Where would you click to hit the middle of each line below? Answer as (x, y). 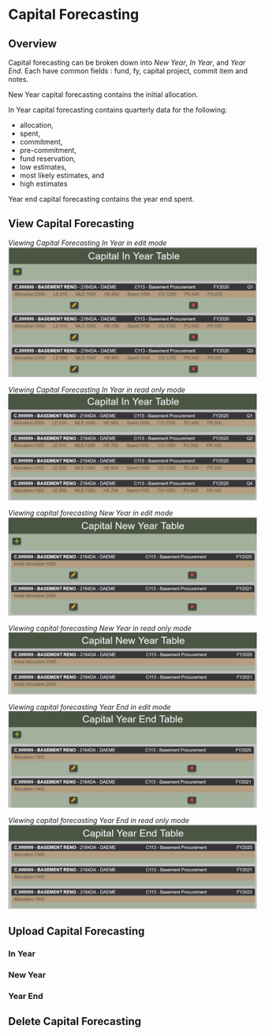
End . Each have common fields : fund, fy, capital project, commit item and (128, 71)
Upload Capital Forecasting (77, 931)
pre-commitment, (48, 150)
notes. (19, 79)
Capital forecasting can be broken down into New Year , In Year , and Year (127, 62)
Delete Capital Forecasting (75, 1021)
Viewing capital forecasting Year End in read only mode (99, 820)
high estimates (43, 184)
